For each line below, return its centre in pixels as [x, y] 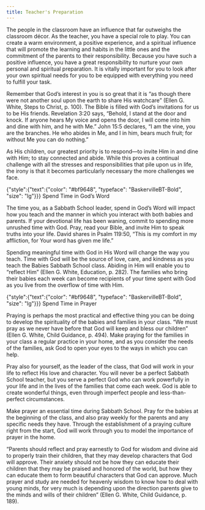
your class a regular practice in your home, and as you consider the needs [100, 341]
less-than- [173, 392]
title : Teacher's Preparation [45, 12]
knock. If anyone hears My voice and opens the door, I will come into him [99, 120]
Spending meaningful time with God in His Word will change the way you [98, 252]
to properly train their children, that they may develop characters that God [99, 455]
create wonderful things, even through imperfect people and [83, 392]
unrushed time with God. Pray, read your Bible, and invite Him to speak [95, 227]
